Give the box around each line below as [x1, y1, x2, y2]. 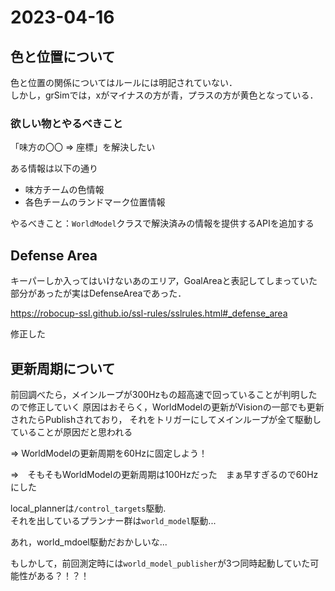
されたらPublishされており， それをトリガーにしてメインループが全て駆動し [10, 413, 322, 425]
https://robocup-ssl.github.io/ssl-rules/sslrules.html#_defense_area [10, 307, 288, 320]
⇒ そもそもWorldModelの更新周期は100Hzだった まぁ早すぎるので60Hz [10, 468, 319, 480]
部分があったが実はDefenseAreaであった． [10, 287, 187, 300]
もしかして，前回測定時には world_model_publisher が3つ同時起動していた [10, 557, 311, 569]
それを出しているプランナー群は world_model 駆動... [10, 514, 217, 526]
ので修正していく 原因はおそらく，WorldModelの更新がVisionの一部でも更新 [10, 401, 325, 413]
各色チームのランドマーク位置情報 [24, 196, 166, 208]
